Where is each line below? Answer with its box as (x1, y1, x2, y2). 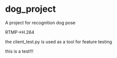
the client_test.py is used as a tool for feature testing (5, 38, 113, 45)
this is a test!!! (5, 48, 34, 54)
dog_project (5, 3, 56, 15)
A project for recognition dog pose (5, 20, 76, 26)
